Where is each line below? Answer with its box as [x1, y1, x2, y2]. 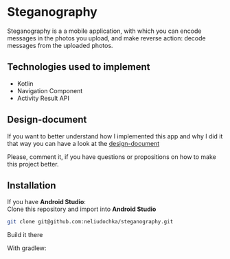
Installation [7, 180, 56, 191]
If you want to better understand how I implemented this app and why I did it [7, 132, 223, 140]
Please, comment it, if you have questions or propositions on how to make [7, 152, 216, 161]
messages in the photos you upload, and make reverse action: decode [7, 34, 206, 42]
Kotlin [16, 79, 34, 88]
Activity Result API [16, 94, 70, 102]
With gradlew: [7, 244, 47, 252]
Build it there [7, 231, 43, 239]
